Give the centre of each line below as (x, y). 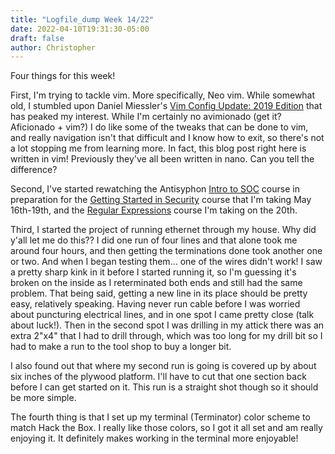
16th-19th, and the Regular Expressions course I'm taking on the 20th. (154, 210)
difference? (34, 170)
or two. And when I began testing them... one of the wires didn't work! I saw (166, 262)
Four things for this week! (63, 76)
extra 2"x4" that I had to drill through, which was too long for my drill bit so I (166, 336)
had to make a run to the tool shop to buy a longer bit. (121, 347)
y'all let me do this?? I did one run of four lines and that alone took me (154, 240)
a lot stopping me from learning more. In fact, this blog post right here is (158, 148)
